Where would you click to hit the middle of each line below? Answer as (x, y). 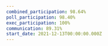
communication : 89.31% (34, 28)
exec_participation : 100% (38, 23)
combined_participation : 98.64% (46, 12)
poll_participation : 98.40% (41, 17)
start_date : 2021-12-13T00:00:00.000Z (54, 34)
